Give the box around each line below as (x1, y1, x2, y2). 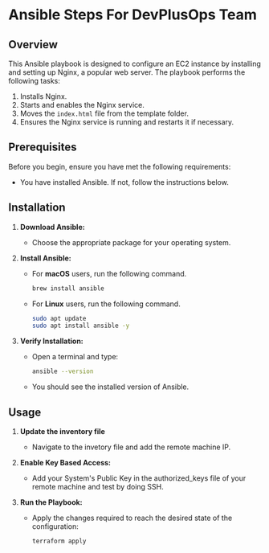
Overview (8, 38, 59, 51)
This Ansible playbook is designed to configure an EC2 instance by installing (8, 59, 261, 68)
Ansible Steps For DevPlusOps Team (8, 6, 257, 24)
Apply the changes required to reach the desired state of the (31, 513, 233, 522)
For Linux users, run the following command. (31, 299, 181, 309)
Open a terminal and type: (31, 352, 119, 362)
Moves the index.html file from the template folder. (19, 109, 189, 118)
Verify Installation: (19, 336, 84, 346)
